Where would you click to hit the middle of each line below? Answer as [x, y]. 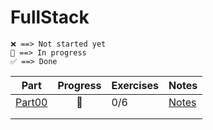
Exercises [135, 85]
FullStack [50, 17]
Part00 [31, 102]
